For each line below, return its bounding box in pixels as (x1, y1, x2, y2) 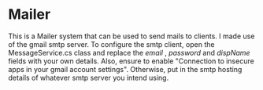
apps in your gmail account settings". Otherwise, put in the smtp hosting (8, 64, 243, 74)
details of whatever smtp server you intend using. (8, 73, 169, 82)
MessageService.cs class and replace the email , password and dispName (8, 48, 250, 57)
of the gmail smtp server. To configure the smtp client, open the (8, 39, 215, 49)
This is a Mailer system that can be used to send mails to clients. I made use (8, 31, 255, 41)
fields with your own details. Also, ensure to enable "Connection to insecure (8, 56, 254, 66)
